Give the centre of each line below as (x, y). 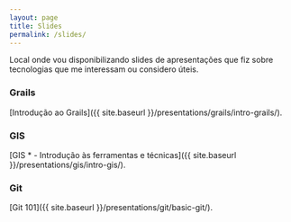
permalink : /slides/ (48, 34)
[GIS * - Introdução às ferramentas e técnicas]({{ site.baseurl (123, 155)
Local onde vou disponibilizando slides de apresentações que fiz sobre (141, 60)
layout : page (34, 18)
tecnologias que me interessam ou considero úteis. (104, 69)
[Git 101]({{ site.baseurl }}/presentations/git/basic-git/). (111, 208)
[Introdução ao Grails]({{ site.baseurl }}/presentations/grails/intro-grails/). (146, 112)
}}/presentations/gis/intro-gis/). (68, 164)
